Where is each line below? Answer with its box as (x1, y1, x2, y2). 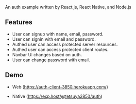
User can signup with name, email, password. (12, 31, 103, 37)
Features (5, 18, 33, 26)
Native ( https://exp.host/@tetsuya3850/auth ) (12, 93, 102, 99)
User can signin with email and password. (12, 36, 96, 42)
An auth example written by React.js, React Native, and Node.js (5, 4, 132, 10)
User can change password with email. (12, 57, 90, 63)
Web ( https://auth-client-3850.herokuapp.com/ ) (12, 84, 108, 89)
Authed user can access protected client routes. (12, 46, 109, 52)
